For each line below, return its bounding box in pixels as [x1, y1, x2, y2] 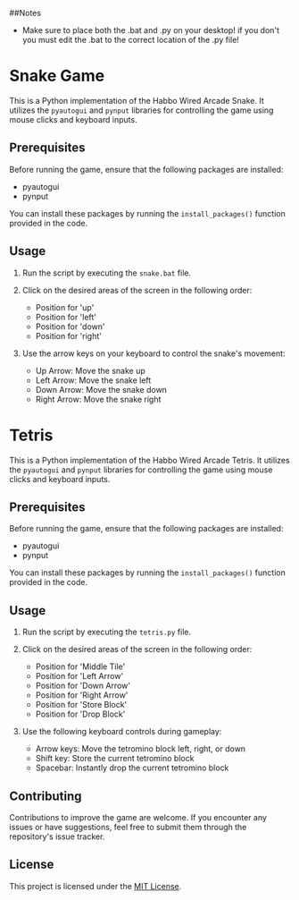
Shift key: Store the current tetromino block [35, 753, 195, 764]
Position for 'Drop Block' [35, 709, 126, 719]
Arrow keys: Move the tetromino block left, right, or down [35, 743, 246, 754]
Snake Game [9, 66, 105, 86]
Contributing [9, 788, 82, 803]
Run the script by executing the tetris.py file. [21, 626, 192, 638]
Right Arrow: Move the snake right [35, 394, 162, 404]
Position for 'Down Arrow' [35, 680, 131, 692]
